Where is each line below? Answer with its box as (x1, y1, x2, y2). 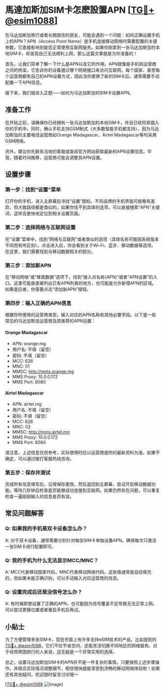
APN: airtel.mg (12, 401, 42, 407)
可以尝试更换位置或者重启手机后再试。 (5, 607, 82, 613)
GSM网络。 (5, 138, 28, 144)
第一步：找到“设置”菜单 (5, 186, 61, 193)
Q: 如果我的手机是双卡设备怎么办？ (5, 525, 87, 532)
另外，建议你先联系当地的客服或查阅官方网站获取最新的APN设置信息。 (5, 148, 148, 154)
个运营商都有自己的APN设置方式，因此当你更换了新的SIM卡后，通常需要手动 (5, 73, 160, 79)
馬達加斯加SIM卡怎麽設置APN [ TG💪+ (5, 4, 155, 16)
